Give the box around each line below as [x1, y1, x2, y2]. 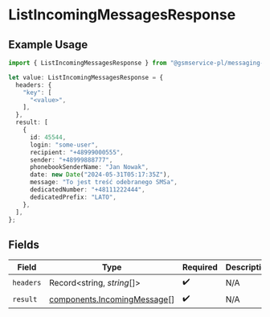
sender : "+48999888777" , [29, 155, 113, 164]
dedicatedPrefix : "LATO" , [29, 193, 117, 201]
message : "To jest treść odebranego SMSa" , [29, 179, 178, 187]
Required [182, 261, 219, 273]
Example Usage [8, 38, 88, 51]
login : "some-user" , [29, 141, 99, 149]
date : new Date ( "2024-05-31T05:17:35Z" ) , [29, 171, 171, 179]
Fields [8, 237, 40, 251]
